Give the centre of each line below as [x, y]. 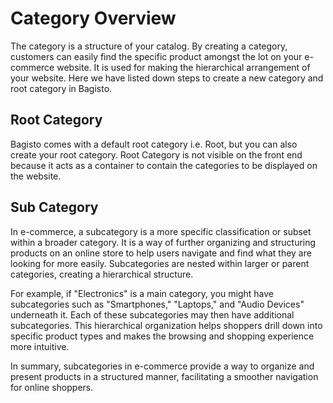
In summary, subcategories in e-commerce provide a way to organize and [162, 366]
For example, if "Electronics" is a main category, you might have [142, 293]
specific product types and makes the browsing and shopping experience [162, 336]
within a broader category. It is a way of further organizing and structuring [163, 242]
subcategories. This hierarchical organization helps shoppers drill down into [166, 325]
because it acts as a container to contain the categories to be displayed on [164, 165]
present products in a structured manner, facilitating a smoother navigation [164, 376]
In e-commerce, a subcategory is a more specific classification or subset [161, 231]
